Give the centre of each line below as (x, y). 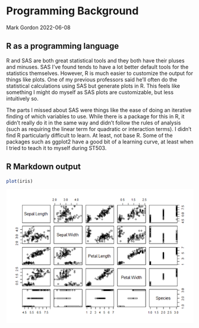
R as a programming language (63, 46)
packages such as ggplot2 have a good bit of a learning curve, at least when (100, 142)
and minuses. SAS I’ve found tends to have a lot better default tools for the (97, 67)
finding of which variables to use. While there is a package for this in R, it (95, 116)
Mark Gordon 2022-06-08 (39, 27)
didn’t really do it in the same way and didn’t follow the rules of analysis (94, 123)
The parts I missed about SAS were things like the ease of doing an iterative (99, 110)
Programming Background (72, 11)
